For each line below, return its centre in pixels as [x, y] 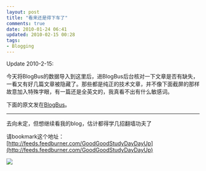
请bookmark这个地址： [35, 136]
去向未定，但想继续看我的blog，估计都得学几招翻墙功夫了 [79, 123]
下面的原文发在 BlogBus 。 [38, 104]
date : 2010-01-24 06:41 [37, 29]
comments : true [26, 23]
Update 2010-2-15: [30, 63]
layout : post [23, 12]
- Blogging [20, 47]
